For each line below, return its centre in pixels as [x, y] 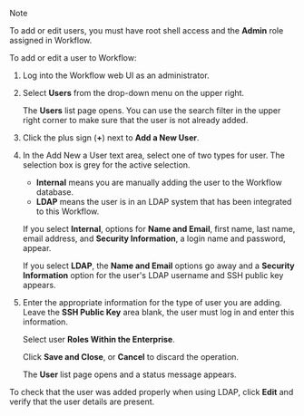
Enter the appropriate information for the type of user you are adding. [152, 302]
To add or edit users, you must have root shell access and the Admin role [147, 30]
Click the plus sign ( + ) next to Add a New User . [111, 138]
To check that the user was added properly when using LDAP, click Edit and [152, 392]
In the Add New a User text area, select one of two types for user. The [154, 155]
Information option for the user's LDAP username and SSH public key [153, 275]
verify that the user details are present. [82, 401]
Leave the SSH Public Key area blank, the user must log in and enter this [158, 312]
